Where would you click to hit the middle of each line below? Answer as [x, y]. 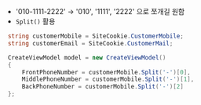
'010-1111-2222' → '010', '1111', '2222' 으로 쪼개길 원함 [100, 11]
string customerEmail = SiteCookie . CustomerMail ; [90, 43]
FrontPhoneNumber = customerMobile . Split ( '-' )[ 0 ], [106, 72]
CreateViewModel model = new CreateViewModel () [87, 57]
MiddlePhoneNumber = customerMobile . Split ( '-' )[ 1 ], [108, 80]
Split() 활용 [35, 21]
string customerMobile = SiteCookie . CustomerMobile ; [96, 36]
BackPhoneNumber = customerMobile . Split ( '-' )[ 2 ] [103, 87]
